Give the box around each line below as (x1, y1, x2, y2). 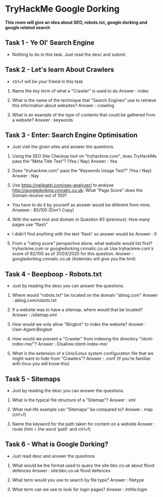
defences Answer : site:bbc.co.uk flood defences (12, 467, 111, 473)
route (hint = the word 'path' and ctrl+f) (12, 426, 91, 432)
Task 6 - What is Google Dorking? (5, 440, 108, 449)
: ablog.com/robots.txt (12, 297, 57, 304)
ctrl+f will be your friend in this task (12, 79, 83, 84)
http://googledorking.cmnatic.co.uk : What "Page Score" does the (12, 188, 143, 193)
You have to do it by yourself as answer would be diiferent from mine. (12, 202, 151, 208)
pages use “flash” (12, 222, 48, 227)
